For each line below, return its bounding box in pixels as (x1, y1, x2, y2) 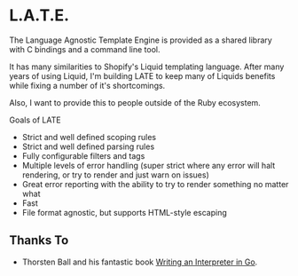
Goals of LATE (9, 114, 61, 125)
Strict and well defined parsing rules (21, 141, 155, 152)
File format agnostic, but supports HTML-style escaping (21, 207, 228, 217)
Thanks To (9, 233, 69, 248)
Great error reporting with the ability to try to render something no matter (21, 178, 289, 189)
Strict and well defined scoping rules (21, 131, 157, 142)
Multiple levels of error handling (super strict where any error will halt (21, 160, 276, 170)
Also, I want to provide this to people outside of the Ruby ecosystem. (9, 97, 262, 107)
